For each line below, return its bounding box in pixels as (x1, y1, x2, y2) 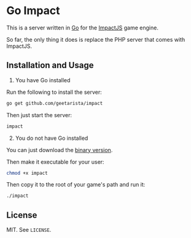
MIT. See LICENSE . (6, 226, 52, 234)
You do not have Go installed (15, 134, 88, 142)
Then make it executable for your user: (6, 158, 104, 166)
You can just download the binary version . (6, 146, 113, 153)
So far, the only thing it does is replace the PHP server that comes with (6, 36, 185, 43)
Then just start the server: (6, 111, 72, 118)
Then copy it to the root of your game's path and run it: (6, 181, 146, 188)
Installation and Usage (6, 60, 94, 71)
